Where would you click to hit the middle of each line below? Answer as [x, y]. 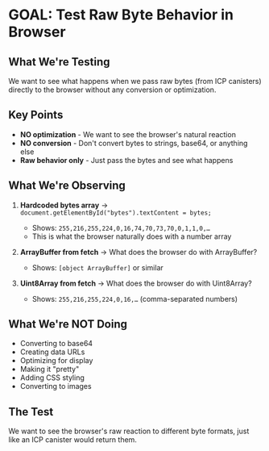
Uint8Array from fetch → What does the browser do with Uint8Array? [136, 283]
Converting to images [56, 386]
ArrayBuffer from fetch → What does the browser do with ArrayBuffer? [139, 252]
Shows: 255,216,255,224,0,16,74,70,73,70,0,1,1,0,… [121, 228]
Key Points [36, 115]
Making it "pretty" [50, 370]
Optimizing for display [56, 361]
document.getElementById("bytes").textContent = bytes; [116, 213]
